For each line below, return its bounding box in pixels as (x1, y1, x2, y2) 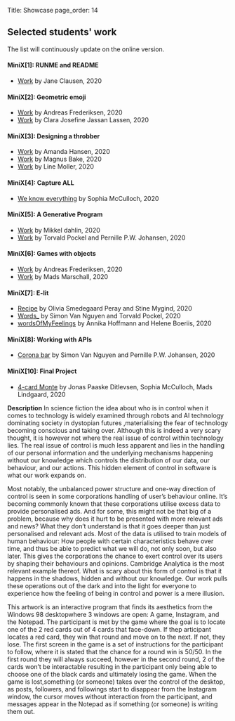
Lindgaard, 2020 (17, 390, 66, 398)
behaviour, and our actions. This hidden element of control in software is (7, 463, 217, 472)
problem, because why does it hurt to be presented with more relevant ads (7, 514, 223, 523)
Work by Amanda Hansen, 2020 (17, 148, 110, 156)
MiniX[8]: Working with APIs (7, 335, 93, 344)
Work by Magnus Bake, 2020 (17, 155, 102, 164)
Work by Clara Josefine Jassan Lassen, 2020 (17, 116, 149, 124)
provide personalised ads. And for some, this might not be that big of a (7, 507, 212, 515)
